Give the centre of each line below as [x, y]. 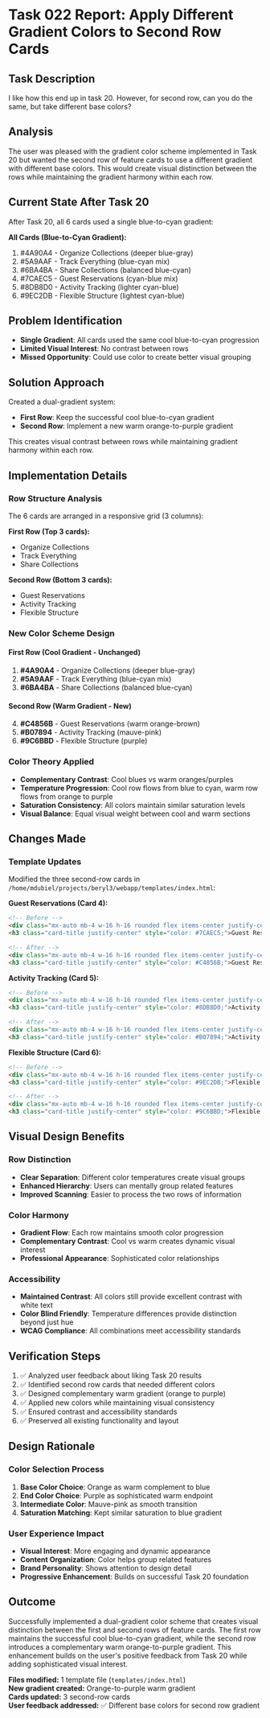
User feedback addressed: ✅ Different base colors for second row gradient [134, 1705]
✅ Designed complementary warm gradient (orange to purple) [123, 1394]
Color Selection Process [56, 1469]
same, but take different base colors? [70, 107]
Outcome [32, 1602]
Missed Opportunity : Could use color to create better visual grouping [135, 357]
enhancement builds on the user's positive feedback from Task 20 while [128, 1655]
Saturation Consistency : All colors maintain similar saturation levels [133, 805]
